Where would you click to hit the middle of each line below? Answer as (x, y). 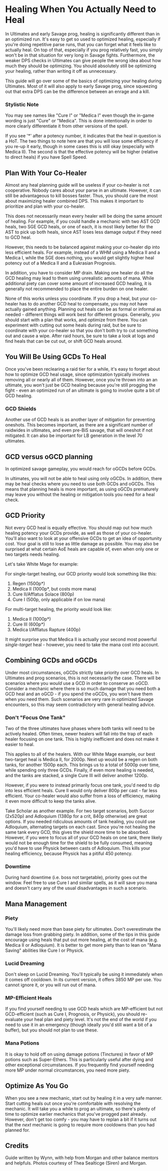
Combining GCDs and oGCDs (51, 661)
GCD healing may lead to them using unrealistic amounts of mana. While (79, 278)
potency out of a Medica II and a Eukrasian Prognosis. (61, 263)
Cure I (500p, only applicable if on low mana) (59, 599)
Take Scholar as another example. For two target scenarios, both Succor (80, 811)
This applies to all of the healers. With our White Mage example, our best (80, 754)
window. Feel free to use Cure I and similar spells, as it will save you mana (81, 883)
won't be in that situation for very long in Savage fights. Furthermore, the (80, 55)
